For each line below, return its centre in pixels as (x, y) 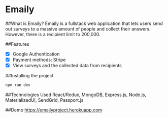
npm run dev (18, 85)
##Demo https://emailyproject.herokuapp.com (54, 110)
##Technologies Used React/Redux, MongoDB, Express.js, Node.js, (76, 95)
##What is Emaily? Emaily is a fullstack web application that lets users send (84, 23)
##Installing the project (29, 76)
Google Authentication (36, 54)
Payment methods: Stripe (39, 60)
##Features (17, 44)
